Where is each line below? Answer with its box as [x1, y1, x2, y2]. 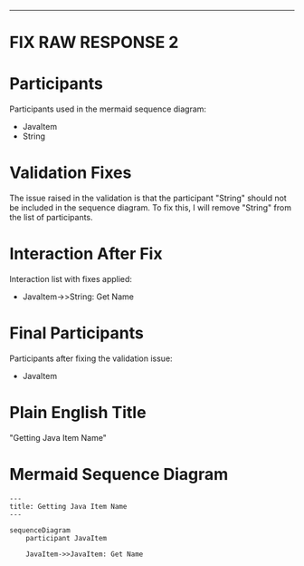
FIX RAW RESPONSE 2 [9, 33, 179, 53]
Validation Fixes [9, 162, 132, 183]
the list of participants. [9, 212, 93, 223]
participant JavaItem [25, 533, 107, 542]
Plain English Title [9, 403, 147, 423]
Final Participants [9, 323, 145, 344]
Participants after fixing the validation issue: [9, 353, 174, 364]
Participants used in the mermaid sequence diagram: [9, 103, 206, 114]
